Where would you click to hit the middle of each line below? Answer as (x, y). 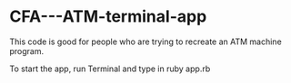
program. (27, 51)
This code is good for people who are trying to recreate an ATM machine (145, 41)
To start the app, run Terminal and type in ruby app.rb (110, 69)
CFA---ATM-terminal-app (108, 17)
